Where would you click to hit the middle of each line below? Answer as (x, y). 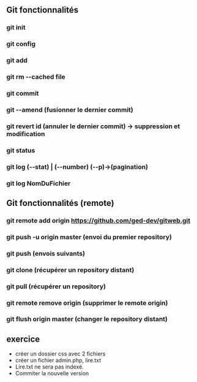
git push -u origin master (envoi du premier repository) (89, 237)
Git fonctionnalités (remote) (60, 203)
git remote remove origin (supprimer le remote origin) (87, 303)
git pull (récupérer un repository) (56, 286)
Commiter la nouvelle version (52, 373)
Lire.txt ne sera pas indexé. (49, 367)
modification (26, 134)
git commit (23, 93)
